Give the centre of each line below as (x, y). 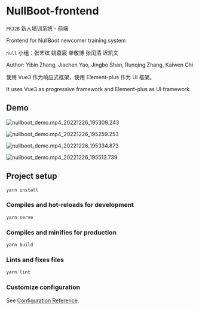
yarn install (22, 190)
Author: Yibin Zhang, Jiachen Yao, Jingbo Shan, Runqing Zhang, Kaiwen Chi (100, 65)
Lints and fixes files (35, 260)
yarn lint (19, 272)
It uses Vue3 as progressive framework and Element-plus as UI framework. (99, 89)
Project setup (32, 176)
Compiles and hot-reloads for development (70, 205)
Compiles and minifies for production (61, 232)
